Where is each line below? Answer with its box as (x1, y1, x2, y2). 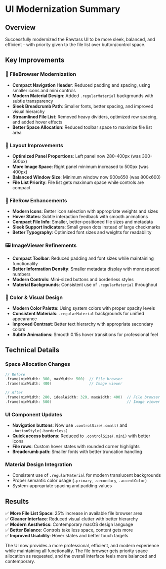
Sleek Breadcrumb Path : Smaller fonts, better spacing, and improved (12, 103, 154, 109)
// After (5, 390, 23, 395)
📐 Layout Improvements (5, 142, 63, 149)
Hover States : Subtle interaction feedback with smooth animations (12, 214, 148, 220)
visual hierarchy (12, 108, 45, 114)
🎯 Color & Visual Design (5, 294, 63, 301)
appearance (12, 316, 37, 322)
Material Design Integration (5, 461, 73, 468)
